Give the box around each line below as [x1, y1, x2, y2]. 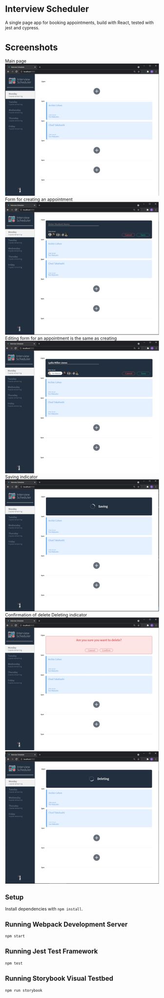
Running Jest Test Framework [5, 947, 98, 956]
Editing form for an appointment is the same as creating [5, 335, 117, 341]
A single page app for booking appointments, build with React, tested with [5, 20, 154, 25]
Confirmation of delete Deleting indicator [5, 612, 87, 617]
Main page [5, 58, 27, 64]
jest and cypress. [5, 24, 40, 30]
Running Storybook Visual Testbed [5, 975, 114, 983]
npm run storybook [5, 988, 42, 993]
